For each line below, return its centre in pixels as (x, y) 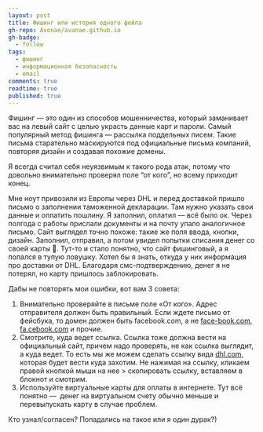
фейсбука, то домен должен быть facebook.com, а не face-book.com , (136, 321)
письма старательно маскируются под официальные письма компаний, (130, 143)
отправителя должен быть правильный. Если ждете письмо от (125, 313)
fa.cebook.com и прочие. (61, 329)
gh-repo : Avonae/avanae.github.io (65, 30)
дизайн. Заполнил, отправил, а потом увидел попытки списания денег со (131, 240)
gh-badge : (24, 37)
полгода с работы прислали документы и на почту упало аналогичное (127, 224)
